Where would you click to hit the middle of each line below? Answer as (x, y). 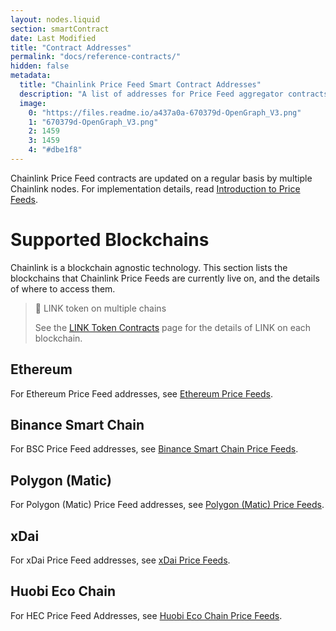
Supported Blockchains (110, 240)
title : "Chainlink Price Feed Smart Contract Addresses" (140, 85)
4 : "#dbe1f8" (55, 150)
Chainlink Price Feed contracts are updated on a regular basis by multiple (161, 178)
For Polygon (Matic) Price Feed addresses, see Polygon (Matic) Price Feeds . (167, 505)
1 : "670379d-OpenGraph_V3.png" (93, 122)
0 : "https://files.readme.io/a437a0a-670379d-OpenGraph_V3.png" (165, 112)
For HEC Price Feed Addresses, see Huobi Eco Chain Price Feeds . (146, 615)
